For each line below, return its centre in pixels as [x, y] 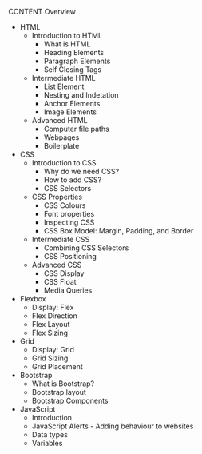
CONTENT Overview [42, 12]
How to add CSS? [73, 180]
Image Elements [70, 112]
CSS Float [60, 282]
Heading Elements [74, 52]
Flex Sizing [50, 333]
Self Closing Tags [73, 70]
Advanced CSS [57, 265]
